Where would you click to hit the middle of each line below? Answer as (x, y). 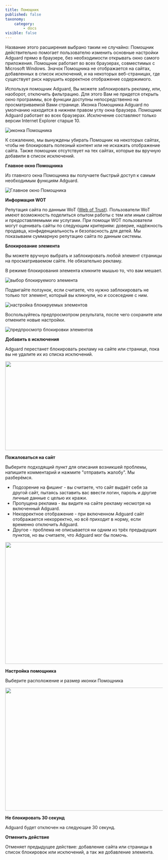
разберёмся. (19, 477)
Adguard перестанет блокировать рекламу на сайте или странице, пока (82, 349)
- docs (30, 28)
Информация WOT (26, 200)
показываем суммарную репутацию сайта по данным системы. (74, 236)
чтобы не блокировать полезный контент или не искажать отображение (83, 145)
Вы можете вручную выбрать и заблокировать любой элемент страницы (84, 256)
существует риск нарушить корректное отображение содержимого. (79, 79)
